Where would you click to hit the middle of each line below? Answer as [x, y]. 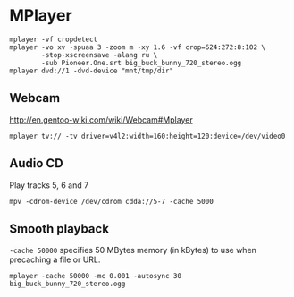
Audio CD [37, 163]
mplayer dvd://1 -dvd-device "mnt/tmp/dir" [92, 71]
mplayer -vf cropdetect [54, 39]
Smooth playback [59, 229]
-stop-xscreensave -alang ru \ [100, 55]
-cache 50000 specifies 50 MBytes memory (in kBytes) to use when [133, 250]
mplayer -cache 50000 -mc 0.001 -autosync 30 [95, 276]
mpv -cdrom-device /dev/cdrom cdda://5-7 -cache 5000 [112, 201]
